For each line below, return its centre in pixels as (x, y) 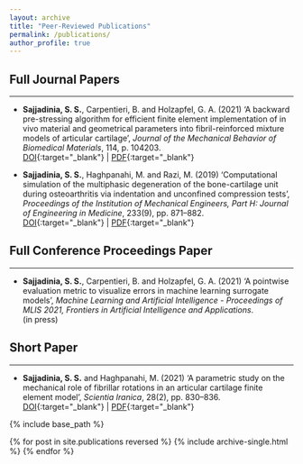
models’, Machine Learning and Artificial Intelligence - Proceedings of (152, 300)
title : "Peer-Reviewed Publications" (80, 26)
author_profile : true (50, 43)
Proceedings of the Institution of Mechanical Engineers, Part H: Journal (155, 204)
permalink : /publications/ (60, 34)
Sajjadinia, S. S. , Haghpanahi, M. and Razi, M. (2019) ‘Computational (150, 175)
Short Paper (44, 348)
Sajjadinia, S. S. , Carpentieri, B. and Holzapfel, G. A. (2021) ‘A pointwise (156, 281)
